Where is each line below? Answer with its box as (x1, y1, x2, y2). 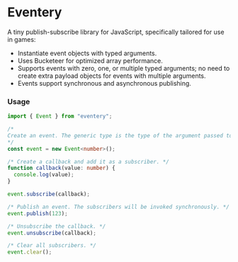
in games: (7, 35, 36, 43)
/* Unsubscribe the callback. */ (7, 222, 106, 230)
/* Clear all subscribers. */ (7, 242, 97, 249)
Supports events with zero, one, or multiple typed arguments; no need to (17, 64, 230, 72)
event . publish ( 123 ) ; (7, 210, 69, 217)
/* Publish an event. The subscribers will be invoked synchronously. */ (7, 203, 230, 210)
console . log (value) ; (13, 171, 74, 178)
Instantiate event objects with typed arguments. (17, 49, 157, 57)
